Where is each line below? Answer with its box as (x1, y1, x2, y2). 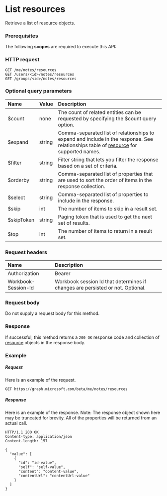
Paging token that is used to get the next (58, 213, 153, 220)
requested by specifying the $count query (58, 115, 157, 122)
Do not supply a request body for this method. (5, 310, 100, 316)
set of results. (58, 219, 90, 226)
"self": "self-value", (18, 464, 66, 470)
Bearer (54, 270, 71, 277)
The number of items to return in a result (58, 227, 153, 234)
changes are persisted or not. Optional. (54, 285, 146, 292)
